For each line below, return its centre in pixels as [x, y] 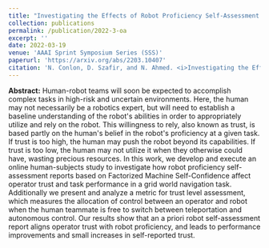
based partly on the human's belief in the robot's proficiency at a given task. [134, 133]
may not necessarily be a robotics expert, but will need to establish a [122, 107]
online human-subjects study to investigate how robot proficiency [117, 167]
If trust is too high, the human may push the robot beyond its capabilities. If [132, 142]
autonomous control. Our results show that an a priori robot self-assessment [134, 218]
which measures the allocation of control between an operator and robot [128, 201]
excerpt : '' [28, 38]
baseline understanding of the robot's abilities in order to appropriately [125, 116]
